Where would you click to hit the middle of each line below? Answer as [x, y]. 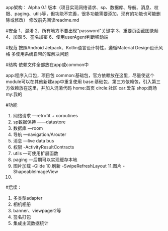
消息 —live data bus [33, 141]
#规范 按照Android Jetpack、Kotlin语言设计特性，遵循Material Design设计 [82, 48]
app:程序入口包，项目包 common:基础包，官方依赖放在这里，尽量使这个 [80, 75]
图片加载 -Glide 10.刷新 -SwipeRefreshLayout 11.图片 [67, 166]
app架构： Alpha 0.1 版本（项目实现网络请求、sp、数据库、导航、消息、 [80, 7]
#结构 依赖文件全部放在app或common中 [47, 65]
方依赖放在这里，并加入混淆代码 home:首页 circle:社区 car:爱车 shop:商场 [81, 88]
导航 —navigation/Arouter [39, 134]
